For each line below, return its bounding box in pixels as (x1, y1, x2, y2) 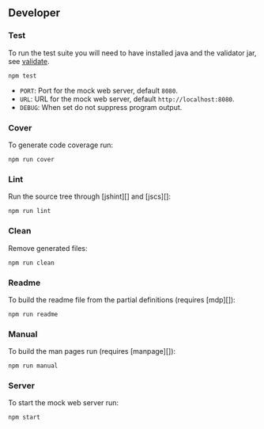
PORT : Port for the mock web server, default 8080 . (19, 85, 178, 95)
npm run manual (8, 362, 58, 370)
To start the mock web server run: (8, 398, 119, 408)
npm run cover (8, 155, 55, 163)
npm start (8, 413, 41, 422)
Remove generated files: (8, 243, 89, 252)
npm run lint (8, 207, 51, 215)
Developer (8, 6, 61, 20)
